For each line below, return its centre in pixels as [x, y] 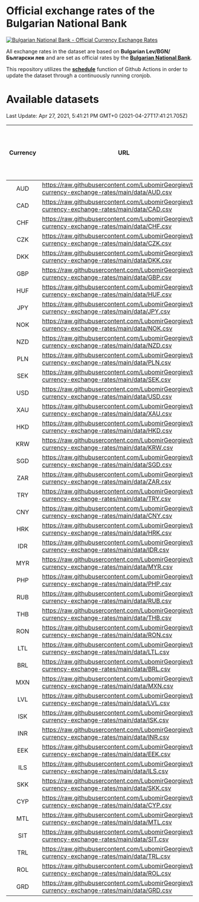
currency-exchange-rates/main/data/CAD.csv [107, 209]
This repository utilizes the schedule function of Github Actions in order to [97, 69]
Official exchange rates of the [81, 11]
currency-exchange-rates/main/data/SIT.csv [105, 839]
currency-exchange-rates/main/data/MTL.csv [107, 822]
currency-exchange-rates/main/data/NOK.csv [107, 328]
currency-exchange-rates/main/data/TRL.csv [106, 856]
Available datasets [53, 99]
